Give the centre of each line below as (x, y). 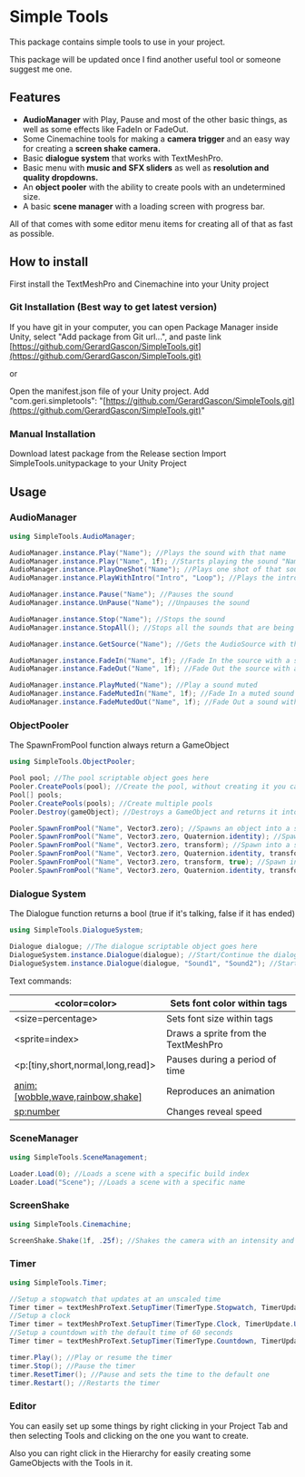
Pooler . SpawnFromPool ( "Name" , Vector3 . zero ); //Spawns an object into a (150, 828)
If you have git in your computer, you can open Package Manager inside (144, 327)
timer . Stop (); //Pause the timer (73, 1366)
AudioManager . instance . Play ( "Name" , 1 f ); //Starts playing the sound (144, 561)
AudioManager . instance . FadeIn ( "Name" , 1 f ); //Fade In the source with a (150, 660)
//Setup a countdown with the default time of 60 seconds (121, 1333)
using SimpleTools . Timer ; (58, 1282)
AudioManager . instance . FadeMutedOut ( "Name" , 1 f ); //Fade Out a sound (144, 702)
